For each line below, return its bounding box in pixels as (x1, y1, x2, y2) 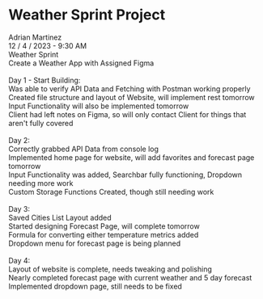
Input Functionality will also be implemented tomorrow (8, 101, 189, 111)
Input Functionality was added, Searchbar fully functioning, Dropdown (8, 170, 243, 179)
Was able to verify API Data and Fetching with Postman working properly (8, 83, 251, 94)
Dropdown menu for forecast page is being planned (8, 238, 181, 248)
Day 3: (8, 204, 31, 213)
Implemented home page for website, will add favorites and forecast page (8, 152, 255, 162)
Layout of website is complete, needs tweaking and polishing (8, 264, 213, 274)
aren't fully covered (8, 118, 74, 128)
